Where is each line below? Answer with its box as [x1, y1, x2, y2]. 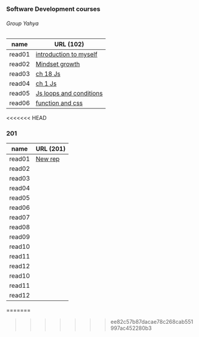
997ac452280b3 [110, 324, 152, 332]
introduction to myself [35, 50, 98, 59]
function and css [35, 99, 83, 107]
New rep [35, 155, 60, 163]
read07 [9, 213, 30, 222]
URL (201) [35, 145, 66, 153]
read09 [9, 233, 30, 241]
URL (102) [54, 40, 85, 49]
